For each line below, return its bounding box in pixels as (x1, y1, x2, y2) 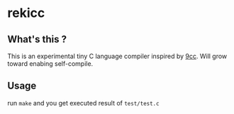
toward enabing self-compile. (7, 59, 94, 68)
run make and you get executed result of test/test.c (7, 98, 160, 107)
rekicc (7, 5, 45, 21)
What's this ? (7, 33, 67, 45)
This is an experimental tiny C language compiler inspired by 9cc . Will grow (7, 52, 228, 60)
